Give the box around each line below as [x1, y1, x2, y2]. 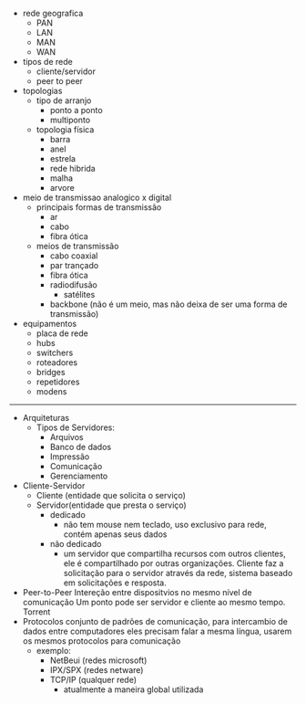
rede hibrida [49, 163, 96, 173]
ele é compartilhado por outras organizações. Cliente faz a [63, 558, 284, 569]
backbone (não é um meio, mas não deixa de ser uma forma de [49, 299, 289, 310]
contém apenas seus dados [63, 529, 168, 540]
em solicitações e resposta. [63, 577, 167, 588]
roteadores [36, 357, 78, 368]
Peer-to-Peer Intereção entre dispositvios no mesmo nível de [22, 587, 252, 597]
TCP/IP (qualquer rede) [49, 675, 138, 685]
